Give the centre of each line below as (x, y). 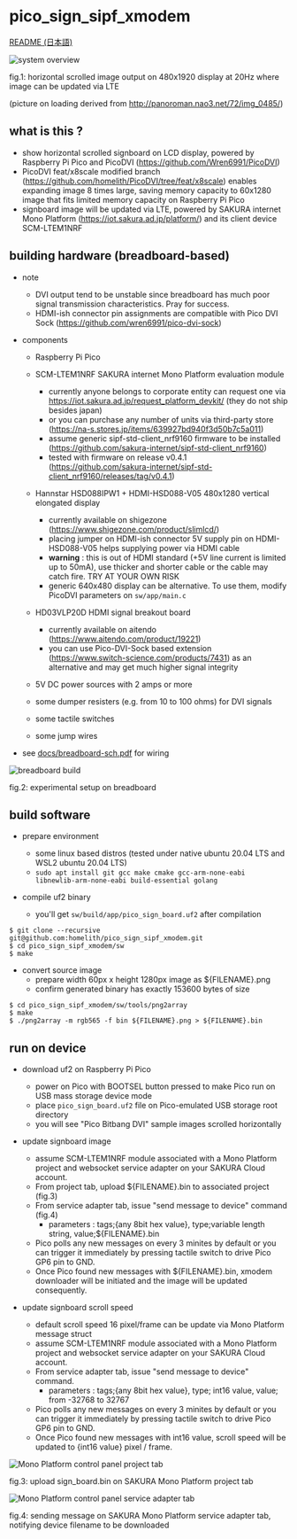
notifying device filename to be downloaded (89, 1525)
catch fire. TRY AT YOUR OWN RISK (114, 576)
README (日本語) (41, 42)
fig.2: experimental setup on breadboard (83, 787)
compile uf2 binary (56, 898)
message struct (64, 1334)
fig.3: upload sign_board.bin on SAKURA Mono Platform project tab (131, 1481)
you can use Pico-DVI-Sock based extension (130, 648)
